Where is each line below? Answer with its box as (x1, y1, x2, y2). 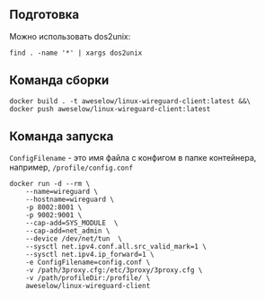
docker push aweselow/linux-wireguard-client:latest (9, 104, 211, 113)
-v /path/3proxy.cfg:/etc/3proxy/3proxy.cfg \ (25, 266, 203, 275)
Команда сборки (9, 73, 110, 88)
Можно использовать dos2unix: (9, 31, 131, 41)
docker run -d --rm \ (9, 180, 91, 189)
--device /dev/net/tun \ (25, 234, 123, 243)
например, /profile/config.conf (9, 162, 133, 173)
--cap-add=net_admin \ (25, 226, 110, 236)
